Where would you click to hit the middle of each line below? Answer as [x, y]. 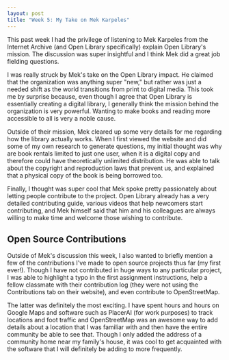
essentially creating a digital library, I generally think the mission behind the [113, 104]
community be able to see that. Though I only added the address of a [105, 335]
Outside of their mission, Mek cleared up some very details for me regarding [114, 132]
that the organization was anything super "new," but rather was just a [104, 82]
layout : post [26, 13]
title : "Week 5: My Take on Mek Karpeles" [68, 20]
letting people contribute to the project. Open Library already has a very [108, 195]
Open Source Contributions [67, 239]
